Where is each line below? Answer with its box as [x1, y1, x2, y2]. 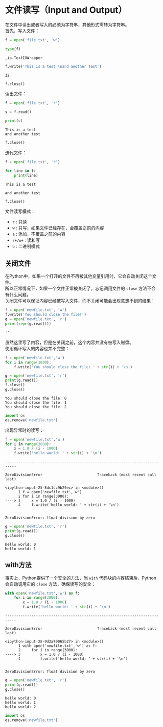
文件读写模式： [5, 208, 35, 214]
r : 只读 [12, 219, 27, 225]
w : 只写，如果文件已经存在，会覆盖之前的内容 [12, 225, 104, 231]
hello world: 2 [5, 704, 36, 709]
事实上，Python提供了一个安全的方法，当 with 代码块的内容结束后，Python [5, 575, 157, 581]
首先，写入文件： [5, 28, 40, 33]
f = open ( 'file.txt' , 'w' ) [5, 37, 60, 42]
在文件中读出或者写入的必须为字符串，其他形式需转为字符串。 [5, 22, 130, 28]
